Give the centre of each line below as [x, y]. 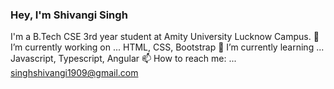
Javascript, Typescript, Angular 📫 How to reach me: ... [123, 59]
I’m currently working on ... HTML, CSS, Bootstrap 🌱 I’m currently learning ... [167, 47]
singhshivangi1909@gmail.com [74, 73]
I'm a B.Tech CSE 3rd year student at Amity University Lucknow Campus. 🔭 [165, 37]
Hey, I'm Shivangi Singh [69, 15]
